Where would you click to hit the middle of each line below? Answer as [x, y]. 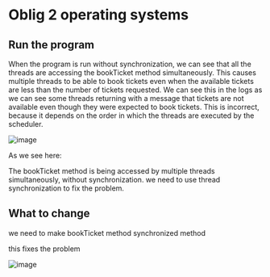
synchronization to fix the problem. [66, 188]
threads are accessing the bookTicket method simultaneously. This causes [132, 73]
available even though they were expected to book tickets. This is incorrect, [134, 107]
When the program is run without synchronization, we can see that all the [130, 64]
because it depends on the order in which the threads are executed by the [131, 115]
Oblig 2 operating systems [99, 15]
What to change [49, 214]
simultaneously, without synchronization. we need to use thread [114, 180]
